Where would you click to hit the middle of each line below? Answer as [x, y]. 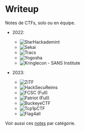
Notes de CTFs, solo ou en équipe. [40, 23]
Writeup [22, 9]
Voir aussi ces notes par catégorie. [40, 123]
